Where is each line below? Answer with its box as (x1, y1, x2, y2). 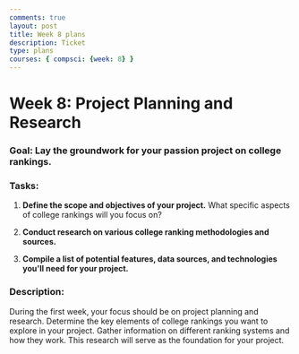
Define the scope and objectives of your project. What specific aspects (21, 200, 291, 211)
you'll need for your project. (21, 263, 129, 274)
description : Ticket (9, 38, 87, 47)
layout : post (9, 22, 58, 30)
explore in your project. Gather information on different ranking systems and (9, 324, 290, 336)
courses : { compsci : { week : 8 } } (9, 55, 134, 64)
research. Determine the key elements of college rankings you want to (9, 315, 269, 326)
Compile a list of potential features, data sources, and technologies (21, 254, 278, 264)
